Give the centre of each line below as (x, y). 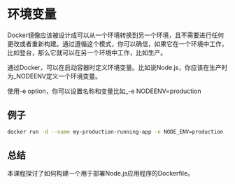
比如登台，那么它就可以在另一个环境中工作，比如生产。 (87, 52)
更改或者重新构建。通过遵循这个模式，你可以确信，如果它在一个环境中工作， (117, 43)
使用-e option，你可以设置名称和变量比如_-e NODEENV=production (104, 91)
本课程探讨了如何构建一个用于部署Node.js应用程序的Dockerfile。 (101, 174)
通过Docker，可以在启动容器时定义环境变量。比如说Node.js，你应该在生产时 (117, 67)
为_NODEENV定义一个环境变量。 (54, 76)
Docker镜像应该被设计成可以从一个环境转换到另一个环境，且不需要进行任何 (116, 35)
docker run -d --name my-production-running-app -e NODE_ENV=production (115, 132)
